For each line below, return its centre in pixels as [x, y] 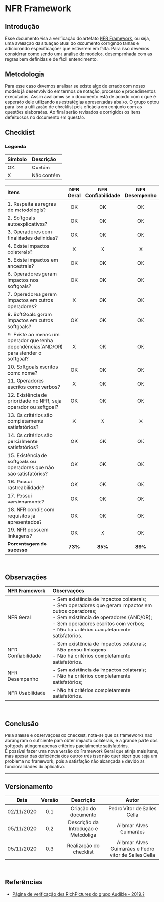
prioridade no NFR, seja [35, 401]
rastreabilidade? [26, 487]
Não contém [46, 175]
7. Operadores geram [32, 294]
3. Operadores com [30, 231]
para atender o [24, 353]
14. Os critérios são [30, 435]
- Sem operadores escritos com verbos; [99, 624]
